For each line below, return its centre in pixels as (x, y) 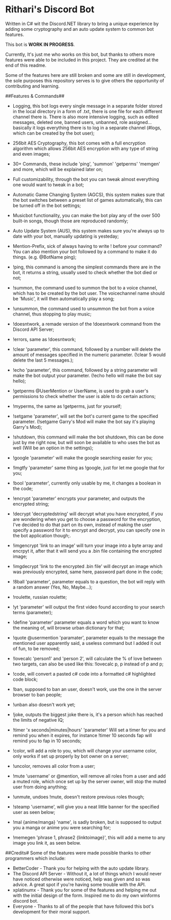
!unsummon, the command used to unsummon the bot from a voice (83, 308)
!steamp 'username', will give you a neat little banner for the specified (86, 807)
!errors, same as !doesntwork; (44, 339)
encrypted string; (31, 504)
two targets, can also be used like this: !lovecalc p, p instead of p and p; (88, 664)
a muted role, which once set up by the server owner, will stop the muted (89, 781)
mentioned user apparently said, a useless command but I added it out (87, 643)
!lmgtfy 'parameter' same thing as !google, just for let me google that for (89, 468)
